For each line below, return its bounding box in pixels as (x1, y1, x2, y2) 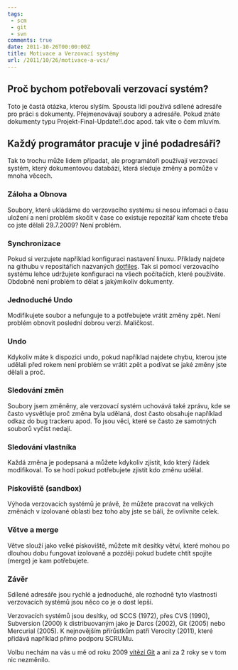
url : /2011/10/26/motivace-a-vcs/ (7, 57, 110, 64)
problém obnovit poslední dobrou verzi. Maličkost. (7, 319, 154, 327)
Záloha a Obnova (7, 189, 67, 199)
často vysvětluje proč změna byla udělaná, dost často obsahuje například (7, 409, 222, 418)
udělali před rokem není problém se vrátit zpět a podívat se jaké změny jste (7, 360, 227, 368)
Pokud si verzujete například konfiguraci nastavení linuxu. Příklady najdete (7, 254, 225, 263)
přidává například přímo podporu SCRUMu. (7, 634, 134, 643)
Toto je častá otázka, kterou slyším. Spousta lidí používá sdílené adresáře (7, 102, 222, 110)
